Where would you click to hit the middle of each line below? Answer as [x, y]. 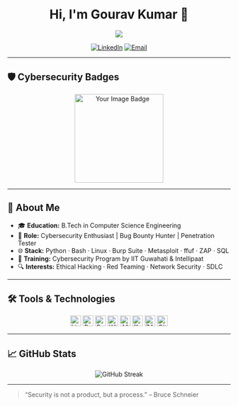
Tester [27, 243]
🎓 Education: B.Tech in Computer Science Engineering [99, 225]
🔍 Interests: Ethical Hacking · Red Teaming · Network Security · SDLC [120, 266]
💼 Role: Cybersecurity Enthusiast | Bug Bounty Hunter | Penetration [116, 235]
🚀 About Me [34, 208]
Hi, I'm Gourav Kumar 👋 [119, 15]
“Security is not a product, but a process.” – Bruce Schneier [112, 395]
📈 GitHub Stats [42, 354]
